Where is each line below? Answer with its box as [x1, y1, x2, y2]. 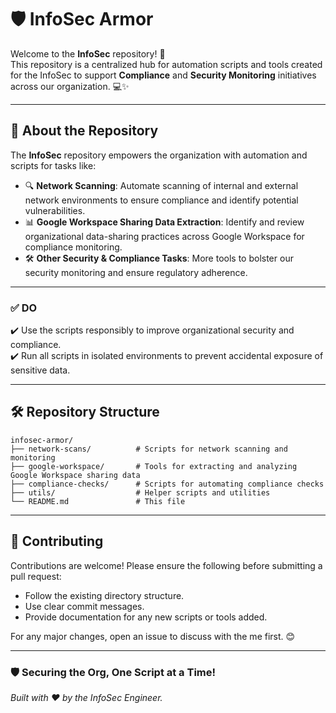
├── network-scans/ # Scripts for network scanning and [10, 444, 288, 454]
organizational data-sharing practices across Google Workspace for [24, 230, 305, 242]
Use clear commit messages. [24, 600, 145, 612]
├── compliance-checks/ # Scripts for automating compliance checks [10, 479, 325, 489]
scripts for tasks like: [10, 159, 97, 171]
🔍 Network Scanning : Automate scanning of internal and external [24, 179, 299, 191]
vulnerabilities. [24, 204, 86, 216]
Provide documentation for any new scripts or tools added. [24, 611, 268, 623]
